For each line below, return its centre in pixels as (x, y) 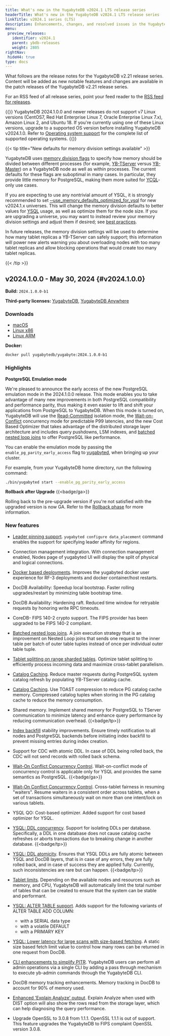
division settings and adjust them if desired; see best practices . (71, 222)
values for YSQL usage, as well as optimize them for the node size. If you (81, 211)
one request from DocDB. (39, 952)
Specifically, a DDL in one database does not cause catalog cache (81, 833)
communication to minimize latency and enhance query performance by (88, 715)
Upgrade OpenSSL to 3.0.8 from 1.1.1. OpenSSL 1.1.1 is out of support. (84, 1018)
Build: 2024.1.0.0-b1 (27, 291)
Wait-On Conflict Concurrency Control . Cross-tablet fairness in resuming (88, 786)
